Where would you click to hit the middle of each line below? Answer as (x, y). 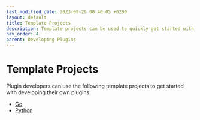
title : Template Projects (38, 23)
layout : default (26, 17)
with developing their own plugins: (49, 92)
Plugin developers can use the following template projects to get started (95, 86)
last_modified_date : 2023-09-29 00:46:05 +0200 (67, 12)
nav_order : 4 (22, 34)
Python (24, 110)
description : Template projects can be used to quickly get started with (100, 28)
